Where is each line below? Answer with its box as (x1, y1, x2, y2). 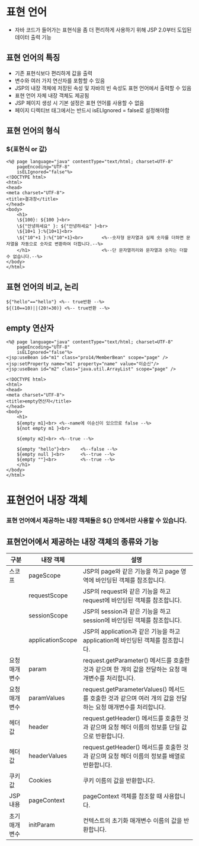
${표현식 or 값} (6, 145, 47, 153)
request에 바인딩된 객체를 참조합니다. (82, 596, 182, 604)
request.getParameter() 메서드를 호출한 (82, 656, 190, 664)
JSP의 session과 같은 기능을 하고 (82, 607, 171, 615)
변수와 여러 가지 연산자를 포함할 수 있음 (14, 77, 105, 84)
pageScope (28, 571, 61, 579)
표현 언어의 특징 (6, 53, 60, 63)
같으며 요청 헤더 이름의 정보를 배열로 (89, 752, 185, 760)
